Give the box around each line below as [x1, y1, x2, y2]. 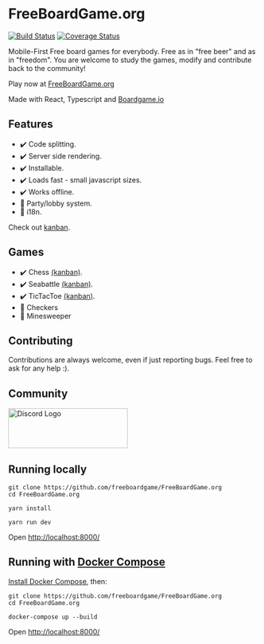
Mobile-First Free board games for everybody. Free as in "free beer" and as [8, 46, 256, 56]
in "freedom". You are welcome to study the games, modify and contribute [8, 55, 252, 65]
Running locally [8, 462, 87, 476]
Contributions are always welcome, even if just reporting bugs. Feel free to [8, 355, 253, 365]
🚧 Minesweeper [19, 311, 72, 320]
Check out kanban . [8, 222, 71, 232]
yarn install [8, 505, 52, 512]
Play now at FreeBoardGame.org [8, 79, 115, 88]
